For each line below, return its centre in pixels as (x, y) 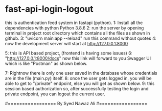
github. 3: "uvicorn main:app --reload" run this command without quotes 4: (81, 38)
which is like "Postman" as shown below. (46, 63)
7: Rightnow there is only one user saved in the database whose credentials (81, 73)
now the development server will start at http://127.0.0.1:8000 (67, 43)
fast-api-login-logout (49, 9)
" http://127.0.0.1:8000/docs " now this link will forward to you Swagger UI (78, 58)
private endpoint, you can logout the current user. (55, 94)
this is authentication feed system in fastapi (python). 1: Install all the (74, 23)
